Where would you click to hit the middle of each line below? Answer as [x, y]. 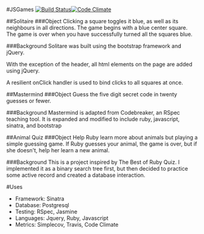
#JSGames [20, 9]
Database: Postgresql [42, 205]
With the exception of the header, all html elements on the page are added [100, 64]
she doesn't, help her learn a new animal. [58, 150]
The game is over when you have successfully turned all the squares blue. [100, 34]
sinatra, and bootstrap [34, 126]
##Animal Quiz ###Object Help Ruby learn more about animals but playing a [102, 137]
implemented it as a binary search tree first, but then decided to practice [97, 168]
